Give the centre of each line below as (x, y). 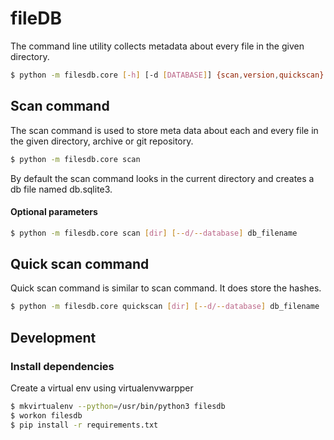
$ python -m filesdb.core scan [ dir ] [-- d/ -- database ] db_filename (154, 233)
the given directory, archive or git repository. (102, 141)
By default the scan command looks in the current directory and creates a (162, 178)
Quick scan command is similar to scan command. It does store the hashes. (166, 288)
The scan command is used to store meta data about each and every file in (164, 130)
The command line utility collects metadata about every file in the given (157, 46)
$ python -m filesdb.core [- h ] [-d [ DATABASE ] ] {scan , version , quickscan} (167, 75)
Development (53, 337)
